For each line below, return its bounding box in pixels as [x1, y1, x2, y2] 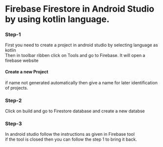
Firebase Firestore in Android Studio [5, 3, 155, 15]
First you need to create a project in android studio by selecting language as [5, 42, 158, 48]
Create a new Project [5, 69, 49, 75]
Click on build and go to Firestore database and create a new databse [5, 108, 145, 114]
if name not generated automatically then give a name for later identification [5, 79, 158, 86]
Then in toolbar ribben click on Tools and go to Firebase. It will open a [5, 53, 145, 58]
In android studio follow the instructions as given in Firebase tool [5, 131, 135, 137]
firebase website [5, 57, 39, 64]
